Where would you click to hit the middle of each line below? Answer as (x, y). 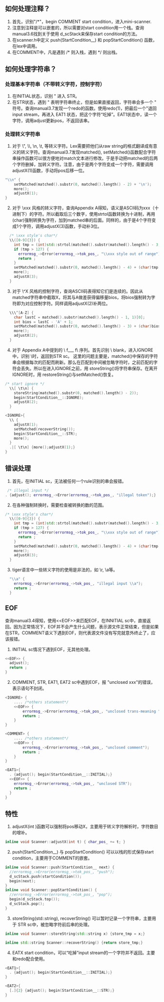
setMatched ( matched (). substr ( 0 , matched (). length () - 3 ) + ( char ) (83, 326)
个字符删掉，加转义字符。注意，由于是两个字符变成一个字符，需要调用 (83, 164)
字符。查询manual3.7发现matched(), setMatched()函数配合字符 (92, 152)
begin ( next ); (23, 881)
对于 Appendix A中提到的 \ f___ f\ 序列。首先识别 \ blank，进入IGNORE (82, 350)
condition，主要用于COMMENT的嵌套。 (52, 858)
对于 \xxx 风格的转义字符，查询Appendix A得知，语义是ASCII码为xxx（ (83, 208)
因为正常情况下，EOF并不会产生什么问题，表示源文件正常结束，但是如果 (86, 626)
